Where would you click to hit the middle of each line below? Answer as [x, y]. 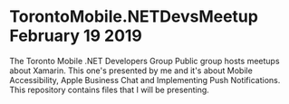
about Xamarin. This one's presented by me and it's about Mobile [131, 71]
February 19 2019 [76, 36]
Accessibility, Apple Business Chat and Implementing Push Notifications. [145, 80]
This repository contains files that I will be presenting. [110, 90]
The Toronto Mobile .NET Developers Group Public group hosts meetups [144, 61]
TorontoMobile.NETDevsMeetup [134, 17]
